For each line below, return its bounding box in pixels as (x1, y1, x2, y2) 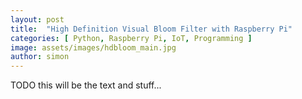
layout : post (10, 14, 65, 25)
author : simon (10, 52, 70, 62)
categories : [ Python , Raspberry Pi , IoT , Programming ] (10, 33, 253, 43)
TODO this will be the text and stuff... (10, 79, 162, 91)
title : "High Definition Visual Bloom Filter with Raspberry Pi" (10, 24, 293, 34)
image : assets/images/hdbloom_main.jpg (10, 42, 177, 53)
